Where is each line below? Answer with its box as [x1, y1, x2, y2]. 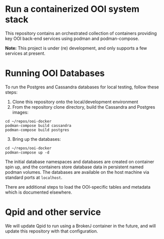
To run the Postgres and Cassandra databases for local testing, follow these [5, 84, 159, 90]
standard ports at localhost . [5, 174, 63, 180]
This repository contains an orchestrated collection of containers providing [5, 30, 157, 36]
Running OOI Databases [5, 68, 105, 79]
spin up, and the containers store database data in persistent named [5, 164, 144, 170]
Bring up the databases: [12, 136, 61, 142]
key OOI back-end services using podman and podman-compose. [5, 36, 139, 41]
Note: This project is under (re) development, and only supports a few [5, 45, 147, 51]
